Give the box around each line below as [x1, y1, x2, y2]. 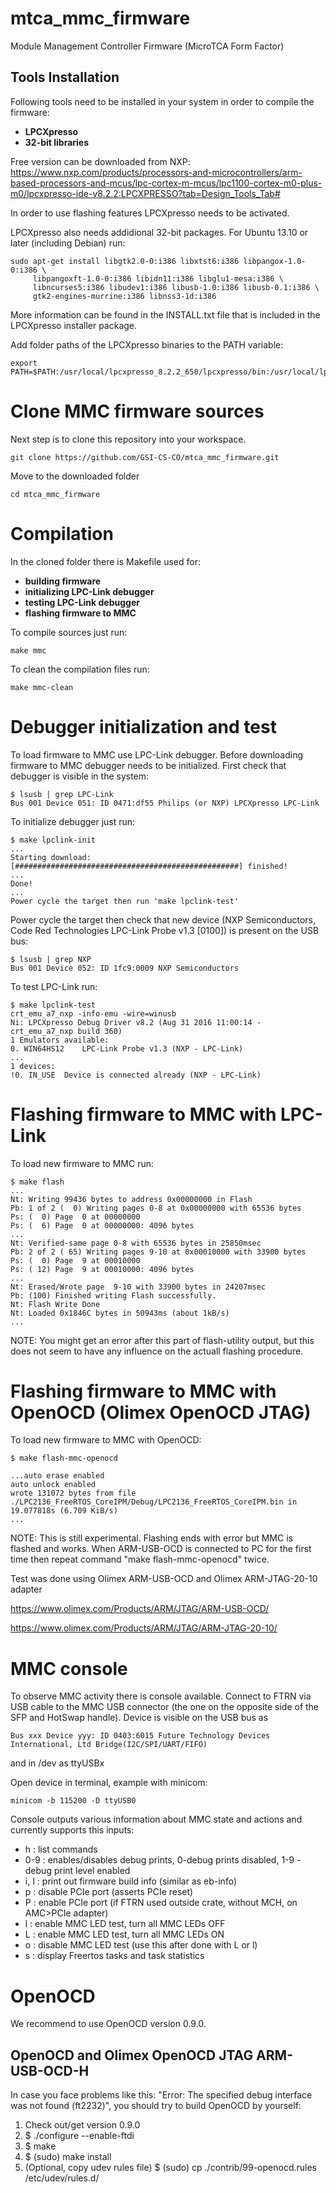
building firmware [24, 575, 102, 587]
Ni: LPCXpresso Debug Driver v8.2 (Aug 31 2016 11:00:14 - [10, 1017, 262, 1027]
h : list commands [24, 1843, 98, 1856]
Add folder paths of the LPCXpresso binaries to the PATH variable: [10, 338, 284, 351]
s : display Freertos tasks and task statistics [24, 1950, 205, 1962]
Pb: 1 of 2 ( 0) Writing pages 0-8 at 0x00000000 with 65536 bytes [10, 1203, 302, 1213]
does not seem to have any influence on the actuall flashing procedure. [10, 1345, 304, 1357]
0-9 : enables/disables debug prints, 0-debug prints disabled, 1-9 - [24, 1854, 302, 1866]
